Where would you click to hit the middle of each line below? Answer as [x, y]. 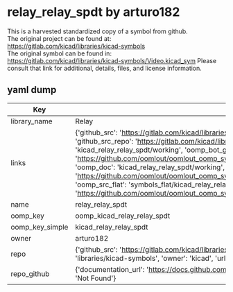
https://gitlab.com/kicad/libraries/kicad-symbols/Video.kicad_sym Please [112, 60]
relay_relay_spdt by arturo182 [94, 12]
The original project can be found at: [59, 38]
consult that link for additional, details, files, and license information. [105, 68]
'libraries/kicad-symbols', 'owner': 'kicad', [144, 258]
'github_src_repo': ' [106, 141]
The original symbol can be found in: [60, 53]
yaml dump [32, 90]
